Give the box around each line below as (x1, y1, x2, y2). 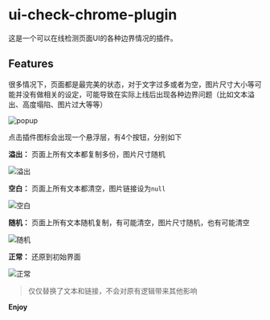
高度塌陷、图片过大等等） (22, 99, 107, 109)
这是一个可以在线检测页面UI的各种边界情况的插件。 (8, 33, 178, 43)
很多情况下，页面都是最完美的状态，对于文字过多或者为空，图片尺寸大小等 (8, 79, 255, 89)
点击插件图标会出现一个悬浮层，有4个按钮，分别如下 (8, 132, 182, 142)
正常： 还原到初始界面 (8, 252, 81, 261)
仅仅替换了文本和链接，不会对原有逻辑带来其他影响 (27, 285, 198, 295)
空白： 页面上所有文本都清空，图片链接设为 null (8, 183, 166, 193)
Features (8, 57, 54, 71)
